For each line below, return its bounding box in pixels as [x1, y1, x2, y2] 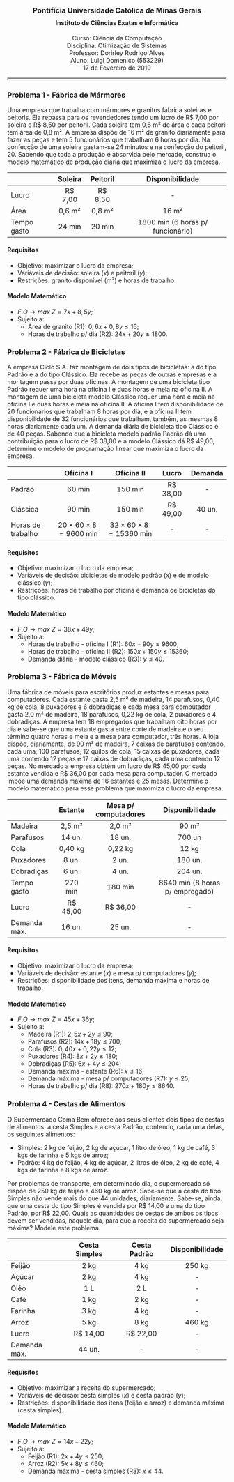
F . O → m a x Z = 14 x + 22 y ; [17, 1437, 94, 1445]
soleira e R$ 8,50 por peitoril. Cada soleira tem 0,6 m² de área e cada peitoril [7, 121, 227, 129]
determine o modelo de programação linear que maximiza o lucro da [7, 445, 204, 453]
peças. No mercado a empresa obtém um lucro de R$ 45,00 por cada [7, 762, 207, 770]
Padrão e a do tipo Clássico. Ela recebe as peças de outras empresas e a [7, 370, 217, 379]
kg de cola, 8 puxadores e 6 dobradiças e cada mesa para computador [7, 703, 211, 711]
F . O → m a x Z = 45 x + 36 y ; [17, 1015, 95, 1023]
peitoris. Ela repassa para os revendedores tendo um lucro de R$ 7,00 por [7, 114, 219, 122]
